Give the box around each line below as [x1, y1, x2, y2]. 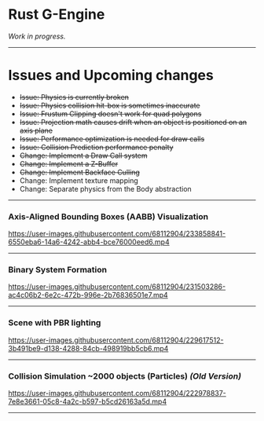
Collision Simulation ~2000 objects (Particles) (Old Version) [8, 371, 242, 382]
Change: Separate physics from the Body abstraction [19, 184, 192, 193]
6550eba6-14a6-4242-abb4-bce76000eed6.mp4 [8, 237, 170, 247]
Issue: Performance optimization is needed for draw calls [19, 134, 205, 143]
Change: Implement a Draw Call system [19, 151, 148, 160]
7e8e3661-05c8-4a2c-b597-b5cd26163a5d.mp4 [8, 397, 167, 406]
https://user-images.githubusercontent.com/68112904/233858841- [8, 229, 226, 239]
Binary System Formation [8, 265, 108, 276]
